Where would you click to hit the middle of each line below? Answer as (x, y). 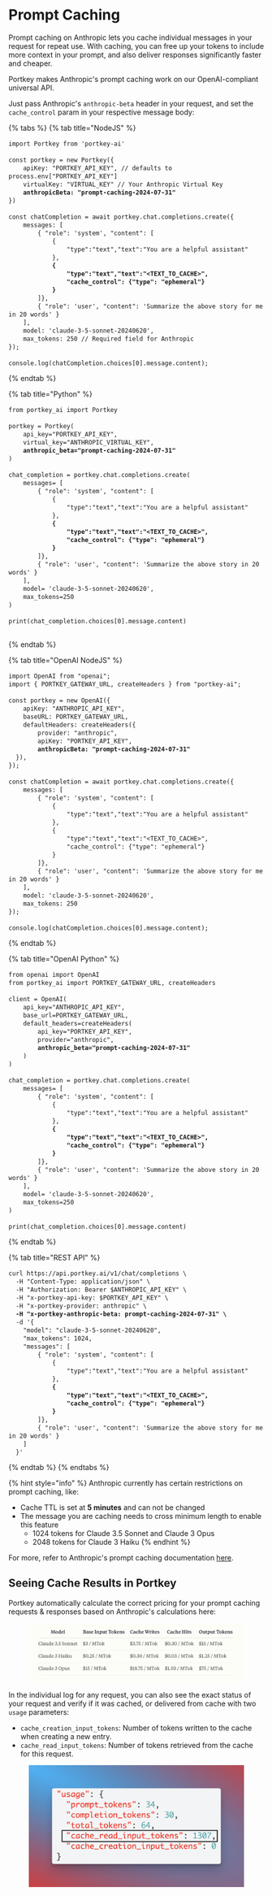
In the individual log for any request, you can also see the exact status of (130, 1694)
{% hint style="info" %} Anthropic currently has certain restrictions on (126, 1483)
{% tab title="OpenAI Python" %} (64, 959)
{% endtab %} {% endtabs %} (59, 1467)
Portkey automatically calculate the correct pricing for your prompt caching (134, 1603)
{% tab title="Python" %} (51, 394)
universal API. (31, 88)
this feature (39, 1525)
